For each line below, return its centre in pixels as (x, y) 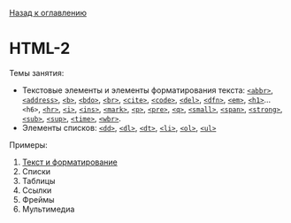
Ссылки (37, 190)
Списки (36, 171)
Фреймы (38, 199)
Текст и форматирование (69, 162)
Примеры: (29, 144)
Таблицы (38, 181)
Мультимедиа (48, 209)
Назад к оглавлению (48, 13)
